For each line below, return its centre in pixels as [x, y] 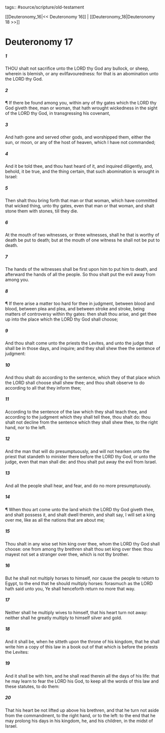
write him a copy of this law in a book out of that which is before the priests [82, 647]
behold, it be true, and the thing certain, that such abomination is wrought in [82, 171]
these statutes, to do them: [33, 686]
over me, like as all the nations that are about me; [55, 520]
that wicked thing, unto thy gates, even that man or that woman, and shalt [80, 206]
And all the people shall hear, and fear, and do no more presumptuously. [78, 486]
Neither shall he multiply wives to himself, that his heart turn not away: [76, 612]
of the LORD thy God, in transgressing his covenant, [58, 113]
